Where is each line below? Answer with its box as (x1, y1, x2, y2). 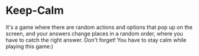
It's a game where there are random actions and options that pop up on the (5, 23, 193, 31)
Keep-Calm (5, 4, 64, 17)
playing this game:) (5, 43, 54, 50)
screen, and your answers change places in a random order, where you (5, 30, 183, 37)
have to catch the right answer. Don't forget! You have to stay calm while (5, 36, 187, 43)
